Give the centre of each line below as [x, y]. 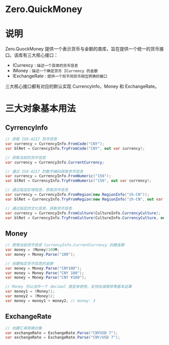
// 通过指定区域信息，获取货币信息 [37, 190]
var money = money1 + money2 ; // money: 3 [50, 301]
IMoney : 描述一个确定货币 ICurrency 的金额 [55, 71]
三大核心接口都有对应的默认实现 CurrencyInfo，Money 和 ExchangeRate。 [82, 86]
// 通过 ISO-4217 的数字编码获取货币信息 [44, 171]
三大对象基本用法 [41, 109]
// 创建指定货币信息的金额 [29, 263]
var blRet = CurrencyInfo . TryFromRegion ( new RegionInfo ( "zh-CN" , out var [84, 199]
